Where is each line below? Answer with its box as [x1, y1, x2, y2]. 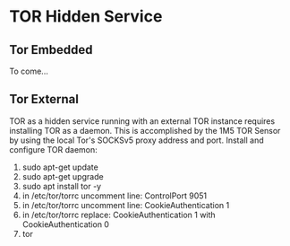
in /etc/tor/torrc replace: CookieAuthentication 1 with [21, 209, 217, 220]
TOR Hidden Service [9, 6, 163, 27]
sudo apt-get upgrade [21, 171, 105, 181]
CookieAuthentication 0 [21, 218, 110, 230]
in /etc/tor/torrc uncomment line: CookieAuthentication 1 [21, 199, 230, 210]
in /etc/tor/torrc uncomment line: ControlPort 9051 [21, 190, 208, 201]
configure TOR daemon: [9, 144, 98, 154]
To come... [9, 66, 49, 76]
